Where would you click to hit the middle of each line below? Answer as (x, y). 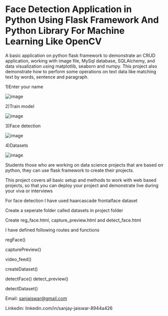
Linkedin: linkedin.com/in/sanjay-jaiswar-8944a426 (59, 308)
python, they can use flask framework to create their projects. (70, 170)
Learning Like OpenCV (54, 42)
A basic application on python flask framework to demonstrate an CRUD (80, 55)
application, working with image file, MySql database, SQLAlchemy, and (80, 61)
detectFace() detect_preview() (37, 279)
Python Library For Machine (65, 31)
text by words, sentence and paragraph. (47, 77)
